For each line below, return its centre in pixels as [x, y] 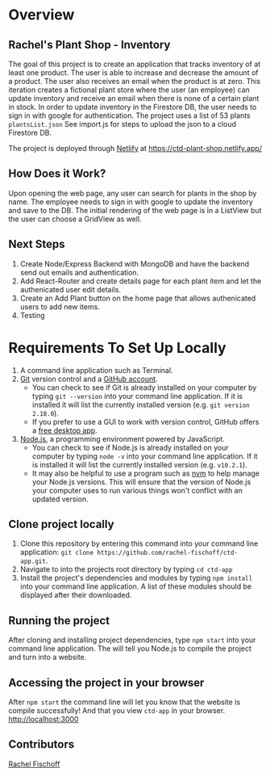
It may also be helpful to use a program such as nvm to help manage [146, 473]
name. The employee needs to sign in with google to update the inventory [131, 201]
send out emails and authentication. [79, 272]
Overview [42, 15]
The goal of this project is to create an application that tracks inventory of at [135, 64]
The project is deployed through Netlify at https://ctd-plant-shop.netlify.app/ [135, 148]
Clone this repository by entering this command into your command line [139, 543]
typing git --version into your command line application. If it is [137, 396]
